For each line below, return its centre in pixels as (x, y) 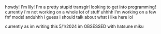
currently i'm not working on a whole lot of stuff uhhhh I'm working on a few (80, 12)
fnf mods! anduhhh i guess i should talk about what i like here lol (69, 17)
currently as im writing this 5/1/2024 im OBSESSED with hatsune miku (74, 26)
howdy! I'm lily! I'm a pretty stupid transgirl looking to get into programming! (80, 7)
